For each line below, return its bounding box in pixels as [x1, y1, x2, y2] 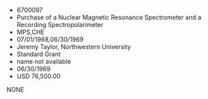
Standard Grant [16, 50, 61, 58]
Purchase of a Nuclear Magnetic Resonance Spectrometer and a [16, 13, 202, 21]
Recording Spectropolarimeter [16, 21, 104, 28]
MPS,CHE [16, 28, 45, 36]
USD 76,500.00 [16, 72, 61, 80]
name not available [16, 57, 71, 65]
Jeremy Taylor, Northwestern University [16, 43, 131, 51]
